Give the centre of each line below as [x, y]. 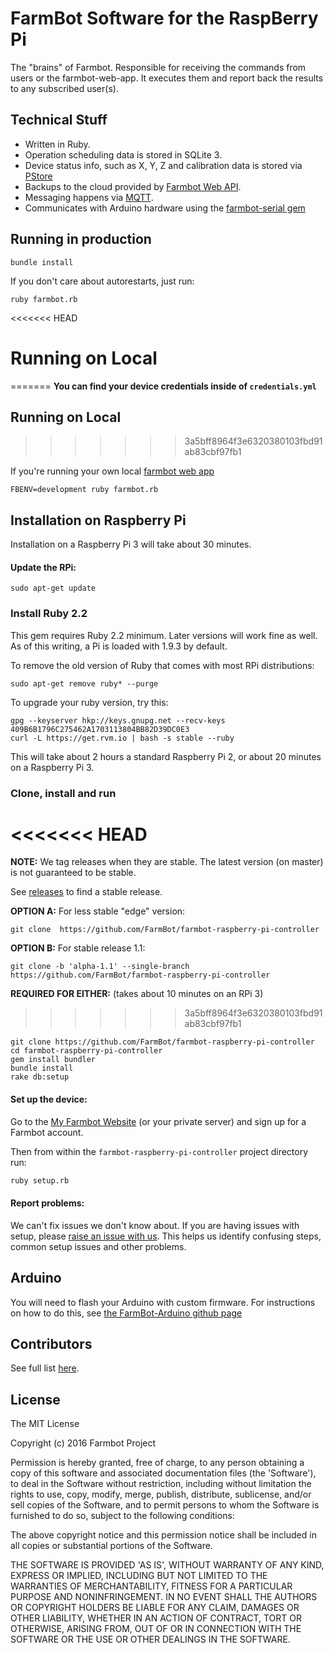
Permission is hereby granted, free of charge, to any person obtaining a [157, 1463]
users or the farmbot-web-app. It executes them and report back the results [167, 78]
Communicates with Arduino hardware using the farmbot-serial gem [165, 208]
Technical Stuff [59, 120]
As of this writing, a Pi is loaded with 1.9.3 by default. [119, 646]
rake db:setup [40, 1077]
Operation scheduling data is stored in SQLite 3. [123, 154]
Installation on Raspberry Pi [98, 520]
